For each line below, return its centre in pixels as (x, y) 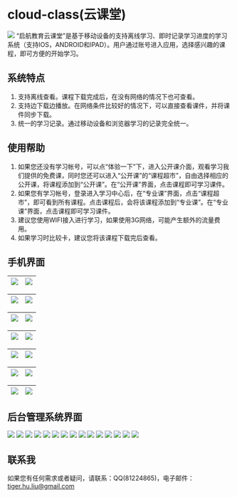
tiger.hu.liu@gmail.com (41, 486)
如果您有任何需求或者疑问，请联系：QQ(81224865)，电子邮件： (101, 478)
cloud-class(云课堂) (67, 15)
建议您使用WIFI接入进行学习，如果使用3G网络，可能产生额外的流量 (116, 220)
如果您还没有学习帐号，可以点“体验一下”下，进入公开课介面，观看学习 (120, 166)
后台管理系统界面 (45, 417)
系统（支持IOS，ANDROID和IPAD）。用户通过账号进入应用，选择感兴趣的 (113, 44)
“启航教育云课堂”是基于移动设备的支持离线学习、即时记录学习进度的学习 (122, 36)
